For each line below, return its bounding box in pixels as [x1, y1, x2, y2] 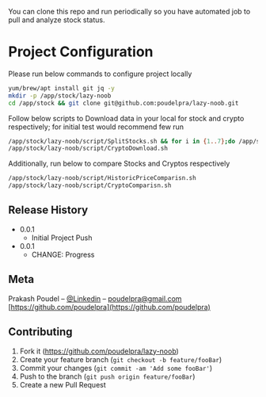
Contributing [8, 325, 73, 339]
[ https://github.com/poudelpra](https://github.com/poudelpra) [8, 302, 211, 311]
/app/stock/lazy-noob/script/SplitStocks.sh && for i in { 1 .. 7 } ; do [8, 137, 236, 145]
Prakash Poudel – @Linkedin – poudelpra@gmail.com [8, 293, 182, 303]
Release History [8, 204, 89, 217]
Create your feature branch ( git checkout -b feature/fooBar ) [19, 354, 222, 364]
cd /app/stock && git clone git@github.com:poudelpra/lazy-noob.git [8, 99, 239, 107]
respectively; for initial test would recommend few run [8, 122, 184, 132]
